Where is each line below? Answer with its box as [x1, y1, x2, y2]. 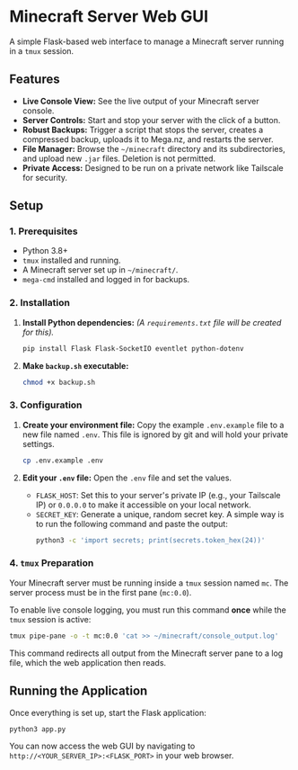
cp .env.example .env [22, 456, 103, 465]
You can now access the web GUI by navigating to [9, 740, 196, 752]
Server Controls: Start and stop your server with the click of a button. [22, 114, 281, 125]
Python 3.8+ [22, 246, 69, 256]
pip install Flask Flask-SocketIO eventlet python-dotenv [22, 344, 244, 353]
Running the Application [9, 684, 148, 699]
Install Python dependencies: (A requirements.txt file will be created [22, 317, 282, 327]
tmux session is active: [9, 613, 92, 624]
